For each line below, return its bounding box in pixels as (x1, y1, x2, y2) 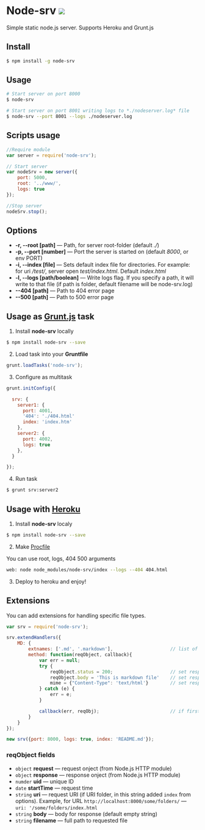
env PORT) (15, 254, 43, 262)
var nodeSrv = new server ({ (6, 169, 78, 175)
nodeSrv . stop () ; (6, 209, 48, 215)
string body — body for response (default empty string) (15, 810, 157, 817)
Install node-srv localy (15, 520, 73, 527)
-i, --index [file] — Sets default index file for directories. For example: (15, 261, 190, 269)
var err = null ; (38, 657, 81, 664)
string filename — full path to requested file (15, 817, 128, 824)
